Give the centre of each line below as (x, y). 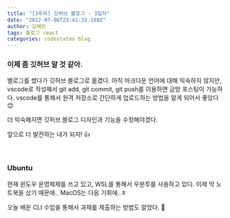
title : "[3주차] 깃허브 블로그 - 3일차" (59, 13)
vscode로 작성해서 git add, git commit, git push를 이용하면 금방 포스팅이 (106, 89)
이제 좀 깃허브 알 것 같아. (45, 65)
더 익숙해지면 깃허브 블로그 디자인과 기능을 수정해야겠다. (83, 120)
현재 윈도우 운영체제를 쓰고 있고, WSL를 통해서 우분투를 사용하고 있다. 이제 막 (111, 184)
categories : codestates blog (49, 39)
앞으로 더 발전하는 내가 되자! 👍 (49, 134)
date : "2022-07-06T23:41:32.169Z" (57, 20)
